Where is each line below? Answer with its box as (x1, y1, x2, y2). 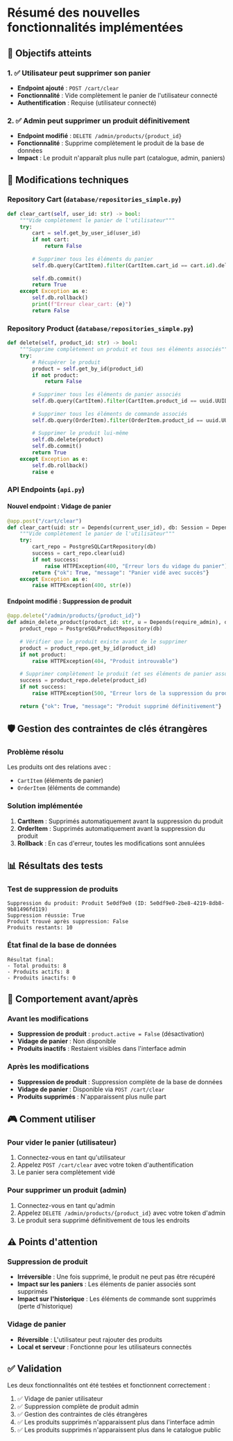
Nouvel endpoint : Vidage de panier (7, 502, 112, 511)
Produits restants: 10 (7, 925, 73, 932)
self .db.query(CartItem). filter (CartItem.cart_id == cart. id (32, 262, 213, 269)
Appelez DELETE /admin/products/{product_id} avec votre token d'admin (17, 1208, 226, 1217)
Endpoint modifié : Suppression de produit (7, 597, 132, 605)
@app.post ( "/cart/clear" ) (7, 517, 82, 525)
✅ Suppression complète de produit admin (17, 1402, 139, 1410)
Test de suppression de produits (7, 884, 119, 893)
